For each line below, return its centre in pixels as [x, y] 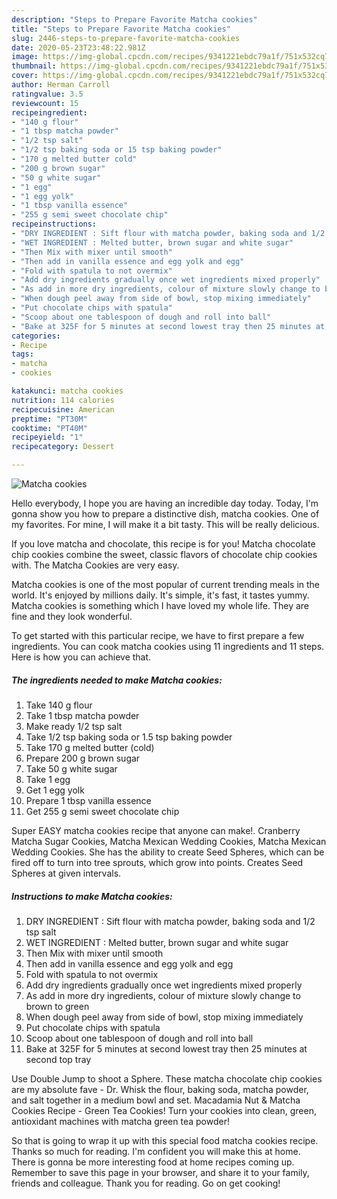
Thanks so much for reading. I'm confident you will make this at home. [156, 1151]
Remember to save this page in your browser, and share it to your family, [160, 1172]
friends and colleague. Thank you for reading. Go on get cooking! [146, 1183]
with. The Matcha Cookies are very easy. [95, 565]
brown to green [57, 1006]
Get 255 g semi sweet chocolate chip [102, 811]
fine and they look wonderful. [72, 616]
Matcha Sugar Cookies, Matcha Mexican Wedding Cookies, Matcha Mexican [169, 841]
